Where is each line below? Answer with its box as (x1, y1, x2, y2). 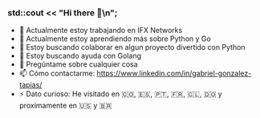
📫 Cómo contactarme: (18, 68, 95, 79)
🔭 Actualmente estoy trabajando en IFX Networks (18, 26, 183, 35)
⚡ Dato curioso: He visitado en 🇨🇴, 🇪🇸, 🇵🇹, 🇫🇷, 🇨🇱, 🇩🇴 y (18, 89, 222, 99)
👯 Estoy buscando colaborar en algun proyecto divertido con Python (18, 43, 246, 52)
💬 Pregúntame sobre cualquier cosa (18, 59, 138, 69)
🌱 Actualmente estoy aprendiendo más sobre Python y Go (18, 34, 212, 43)
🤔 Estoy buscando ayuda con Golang (18, 51, 142, 61)
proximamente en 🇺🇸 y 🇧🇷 (18, 100, 112, 111)
